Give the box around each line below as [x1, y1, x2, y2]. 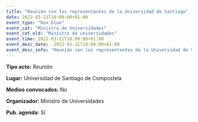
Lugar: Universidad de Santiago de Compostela [6, 74, 122, 81]
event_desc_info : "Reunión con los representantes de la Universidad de [6, 47, 189, 53]
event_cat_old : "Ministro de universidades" [6, 31, 117, 37]
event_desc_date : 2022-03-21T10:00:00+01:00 [6, 42, 120, 48]
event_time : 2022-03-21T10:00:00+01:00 [6, 36, 104, 42]
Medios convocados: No [6, 86, 68, 93]
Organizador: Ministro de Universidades [6, 97, 104, 104]
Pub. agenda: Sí [6, 108, 46, 116]
